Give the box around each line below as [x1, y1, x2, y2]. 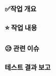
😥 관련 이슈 [5, 44, 40, 53]
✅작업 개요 [5, 5, 37, 14]
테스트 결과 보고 [5, 63, 51, 71]
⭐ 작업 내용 [5, 23, 37, 32]
